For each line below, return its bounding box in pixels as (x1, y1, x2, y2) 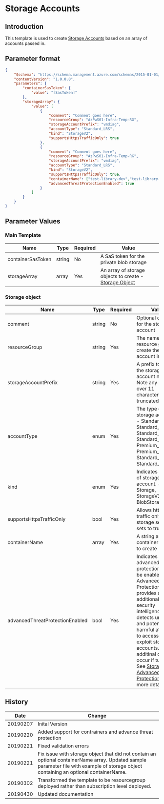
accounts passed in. (5, 41, 46, 46)
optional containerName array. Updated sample (38, 756, 146, 763)
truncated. (136, 397, 160, 404)
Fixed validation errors (38, 742, 89, 749)
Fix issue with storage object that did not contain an (38, 750, 156, 757)
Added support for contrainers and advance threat (38, 728, 153, 735)
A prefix (136, 361, 155, 368)
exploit (136, 638, 152, 645)
